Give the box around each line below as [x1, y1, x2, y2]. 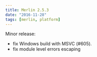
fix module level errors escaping [12, 46, 81, 52]
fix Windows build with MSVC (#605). [12, 41, 92, 47]
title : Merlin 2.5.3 [5, 7, 50, 13]
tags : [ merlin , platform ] [5, 17, 60, 22]
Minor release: [5, 31, 36, 37]
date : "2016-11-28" [5, 12, 47, 17]
